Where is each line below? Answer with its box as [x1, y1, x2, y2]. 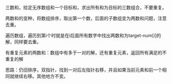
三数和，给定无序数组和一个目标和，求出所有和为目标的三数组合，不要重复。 [5, 5, 167, 10]
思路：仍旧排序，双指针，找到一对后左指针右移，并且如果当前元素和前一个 [5, 67, 162, 73]
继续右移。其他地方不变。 [14, 73, 68, 79]
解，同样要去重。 [5, 39, 41, 45]
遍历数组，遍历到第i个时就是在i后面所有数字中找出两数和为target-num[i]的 [5, 33, 161, 38]
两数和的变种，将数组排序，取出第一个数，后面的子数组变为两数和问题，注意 [5, 15, 167, 21]
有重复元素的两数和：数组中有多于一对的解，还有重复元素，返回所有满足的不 [5, 50, 167, 55]
